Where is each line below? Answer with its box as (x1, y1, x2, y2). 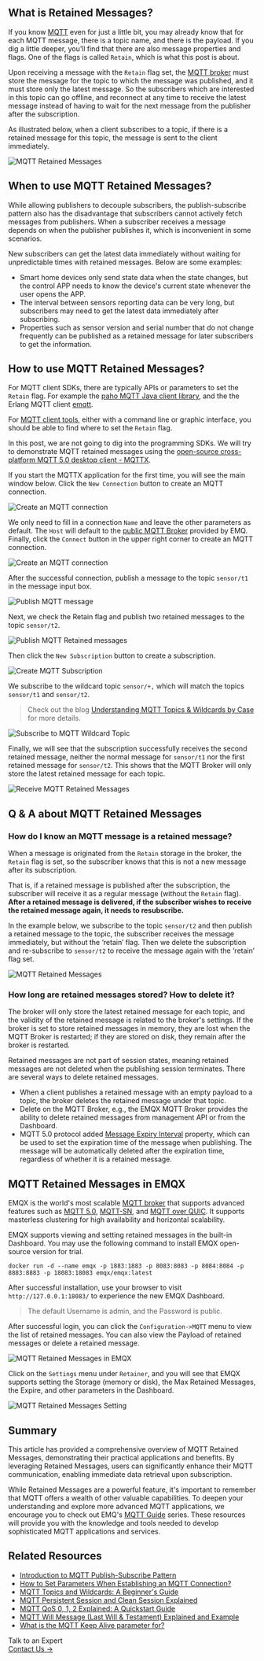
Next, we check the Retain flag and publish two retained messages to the (8, 612, 245, 622)
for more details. (27, 714, 81, 723)
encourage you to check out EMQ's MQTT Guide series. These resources (8, 1510, 246, 1519)
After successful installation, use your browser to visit (8, 1283, 182, 1293)
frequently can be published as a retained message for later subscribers (19, 330, 254, 341)
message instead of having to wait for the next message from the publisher (8, 101, 251, 110)
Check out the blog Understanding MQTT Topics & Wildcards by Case (27, 705, 255, 714)
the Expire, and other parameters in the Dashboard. (8, 1386, 174, 1395)
